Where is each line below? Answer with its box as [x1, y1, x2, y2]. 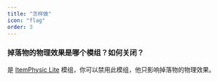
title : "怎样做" [7, 10, 52, 18]
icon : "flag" [7, 17, 46, 24]
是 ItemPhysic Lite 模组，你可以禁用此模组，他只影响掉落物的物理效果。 [7, 65, 216, 74]
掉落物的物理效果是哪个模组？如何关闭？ [7, 48, 144, 58]
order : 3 [7, 23, 33, 30]
